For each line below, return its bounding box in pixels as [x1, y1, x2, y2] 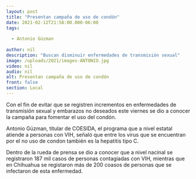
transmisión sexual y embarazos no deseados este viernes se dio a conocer [6, 107, 190, 114]
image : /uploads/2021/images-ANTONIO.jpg [6, 58, 109, 63]
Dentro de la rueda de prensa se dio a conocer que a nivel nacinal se [6, 148, 173, 156]
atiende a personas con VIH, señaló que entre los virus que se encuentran [6, 131, 186, 138]
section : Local [6, 85, 44, 91]
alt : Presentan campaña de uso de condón [6, 74, 109, 80]
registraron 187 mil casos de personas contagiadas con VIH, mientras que [6, 155, 185, 162]
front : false [6, 80, 38, 86]
